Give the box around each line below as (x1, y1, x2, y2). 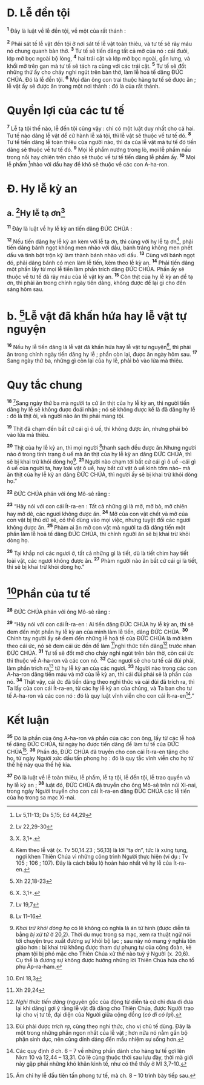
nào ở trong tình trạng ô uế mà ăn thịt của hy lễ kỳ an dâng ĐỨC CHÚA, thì (7, 450, 192, 457)
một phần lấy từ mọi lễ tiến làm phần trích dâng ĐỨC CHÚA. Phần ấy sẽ (7, 265, 185, 272)
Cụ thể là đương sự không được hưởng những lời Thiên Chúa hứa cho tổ (15, 957, 195, 964)
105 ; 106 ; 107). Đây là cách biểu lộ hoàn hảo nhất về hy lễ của (15, 859, 172, 867)
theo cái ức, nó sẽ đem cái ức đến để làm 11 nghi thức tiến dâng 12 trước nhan (7, 641, 196, 649)
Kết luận (7, 713, 50, 727)
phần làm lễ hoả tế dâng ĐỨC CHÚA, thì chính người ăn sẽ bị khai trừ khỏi (7, 530, 190, 538)
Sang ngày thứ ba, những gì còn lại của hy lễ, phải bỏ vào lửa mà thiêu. (7, 357, 184, 364)
